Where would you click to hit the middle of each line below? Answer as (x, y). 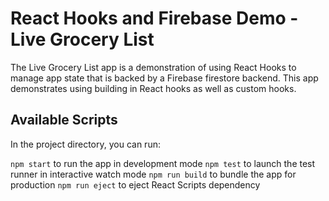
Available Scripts (64, 120)
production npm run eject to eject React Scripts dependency (135, 184)
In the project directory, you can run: (85, 144)
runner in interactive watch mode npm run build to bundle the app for (153, 174)
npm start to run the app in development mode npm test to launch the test (163, 163)
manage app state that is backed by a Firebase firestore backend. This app (164, 78)
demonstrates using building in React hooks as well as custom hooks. (153, 88)
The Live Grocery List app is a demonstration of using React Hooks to (153, 67)
